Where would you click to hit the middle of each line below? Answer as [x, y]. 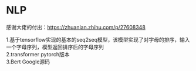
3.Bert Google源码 [28, 62]
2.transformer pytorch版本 [38, 54]
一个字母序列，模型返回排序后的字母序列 [55, 47]
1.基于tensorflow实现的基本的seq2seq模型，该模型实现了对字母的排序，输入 [98, 39]
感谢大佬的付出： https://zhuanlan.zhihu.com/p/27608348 [76, 27]
